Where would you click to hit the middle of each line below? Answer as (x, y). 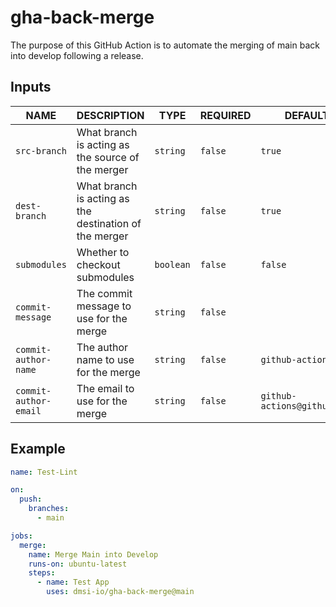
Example (38, 449)
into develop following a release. (77, 55)
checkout (98, 264)
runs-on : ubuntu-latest (78, 564)
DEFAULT (307, 115)
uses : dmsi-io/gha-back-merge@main (120, 592)
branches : (49, 509)
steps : (42, 573)
